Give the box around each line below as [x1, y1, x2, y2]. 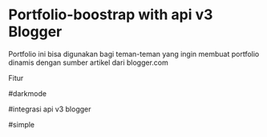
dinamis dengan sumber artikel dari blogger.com [8, 58, 168, 67]
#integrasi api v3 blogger [8, 104, 91, 114]
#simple [8, 119, 35, 129]
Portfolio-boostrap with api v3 [8, 6, 213, 24]
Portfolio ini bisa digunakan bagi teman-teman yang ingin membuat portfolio [8, 49, 260, 58]
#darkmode [8, 88, 47, 98]
